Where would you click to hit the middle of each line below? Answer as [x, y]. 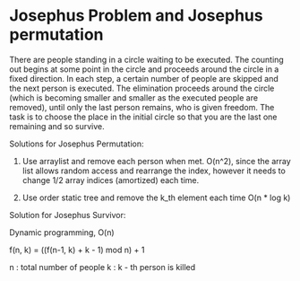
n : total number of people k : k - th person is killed [103, 267]
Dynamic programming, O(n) [62, 232]
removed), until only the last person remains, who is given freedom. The [142, 107]
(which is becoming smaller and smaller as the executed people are [133, 97]
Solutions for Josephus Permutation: [77, 144]
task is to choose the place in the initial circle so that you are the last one [143, 117]
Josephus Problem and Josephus [136, 16]
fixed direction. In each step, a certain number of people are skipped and [144, 78]
